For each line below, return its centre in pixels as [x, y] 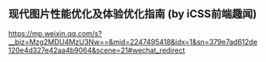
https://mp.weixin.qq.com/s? [55, 33]
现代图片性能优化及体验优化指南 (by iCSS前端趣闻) [133, 14]
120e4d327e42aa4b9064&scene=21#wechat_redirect [97, 50]
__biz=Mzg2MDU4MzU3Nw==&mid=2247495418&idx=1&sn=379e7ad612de [133, 42]
